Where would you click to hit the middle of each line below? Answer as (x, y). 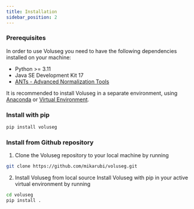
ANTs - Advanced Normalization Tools (62, 82)
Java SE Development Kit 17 (49, 75)
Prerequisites (26, 38)
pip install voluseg (32, 127)
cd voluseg (20, 195)
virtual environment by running (53, 184)
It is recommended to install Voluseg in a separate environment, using (92, 93)
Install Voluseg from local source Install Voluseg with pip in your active (101, 178)
